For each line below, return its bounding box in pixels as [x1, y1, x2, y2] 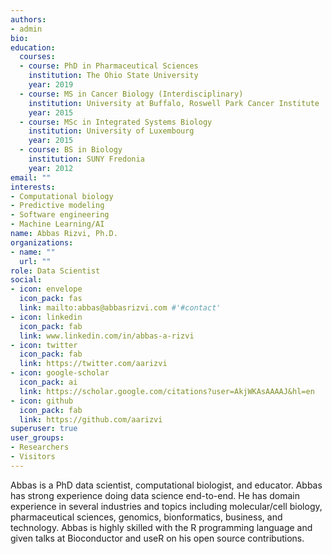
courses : [19, 52, 56, 62]
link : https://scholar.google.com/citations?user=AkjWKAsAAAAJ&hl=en [19, 386, 315, 396]
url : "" [19, 256, 52, 266]
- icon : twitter [10, 340, 78, 350]
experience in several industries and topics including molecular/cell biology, [10, 500, 323, 512]
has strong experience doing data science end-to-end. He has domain [10, 489, 300, 501]
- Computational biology [10, 191, 114, 201]
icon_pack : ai [19, 377, 78, 387]
